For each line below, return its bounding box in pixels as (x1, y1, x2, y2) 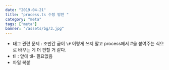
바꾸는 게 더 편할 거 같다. (18, 47, 67, 53)
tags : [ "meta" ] (5, 21, 37, 27)
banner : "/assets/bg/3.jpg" (5, 26, 65, 31)
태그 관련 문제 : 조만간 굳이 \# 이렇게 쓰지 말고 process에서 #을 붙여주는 (12, 41, 155, 47)
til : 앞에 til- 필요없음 (12, 53, 53, 59)
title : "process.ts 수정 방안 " (5, 12, 69, 17)
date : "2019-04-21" (5, 7, 46, 13)
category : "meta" (5, 17, 42, 22)
